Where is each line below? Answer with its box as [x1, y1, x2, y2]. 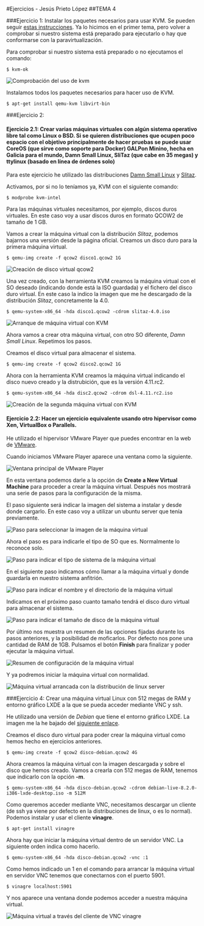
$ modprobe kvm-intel [6, 195, 62, 201]
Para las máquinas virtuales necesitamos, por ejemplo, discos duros [6, 205, 177, 213]
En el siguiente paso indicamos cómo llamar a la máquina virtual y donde [6, 568, 189, 575]
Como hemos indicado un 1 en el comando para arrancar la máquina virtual [6, 865, 195, 873]
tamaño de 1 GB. [6, 219, 47, 226]
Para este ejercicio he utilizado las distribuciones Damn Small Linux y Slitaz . [6, 171, 197, 178]
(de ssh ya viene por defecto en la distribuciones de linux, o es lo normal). [6, 807, 192, 815]
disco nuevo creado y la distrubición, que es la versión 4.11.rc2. [6, 378, 165, 386]
